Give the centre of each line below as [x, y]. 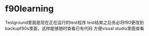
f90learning [30, 9]
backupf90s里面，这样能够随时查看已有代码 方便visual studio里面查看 [74, 28]
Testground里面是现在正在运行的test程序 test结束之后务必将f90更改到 [74, 22]
